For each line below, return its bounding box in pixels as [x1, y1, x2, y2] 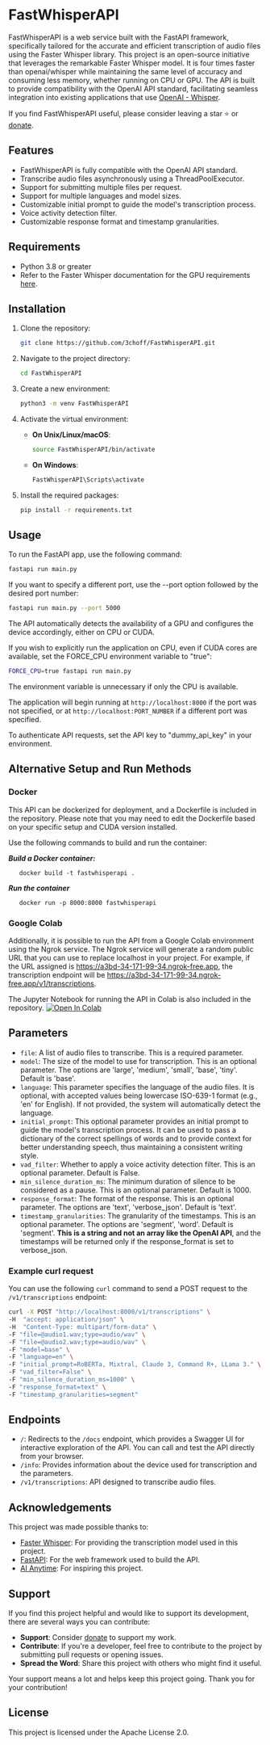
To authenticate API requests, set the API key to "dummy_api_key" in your [8, 730, 252, 740]
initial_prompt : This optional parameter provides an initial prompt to [19, 1116, 249, 1126]
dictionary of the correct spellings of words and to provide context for [19, 1133, 252, 1143]
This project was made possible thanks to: [8, 1522, 149, 1532]
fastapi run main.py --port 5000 [8, 604, 121, 612]
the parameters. [19, 1469, 74, 1478]
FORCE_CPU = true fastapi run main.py [8, 667, 131, 675]
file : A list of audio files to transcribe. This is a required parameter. [19, 1048, 244, 1058]
